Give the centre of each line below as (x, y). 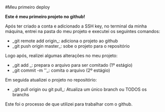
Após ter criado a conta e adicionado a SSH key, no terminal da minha (76, 26)
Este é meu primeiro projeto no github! (45, 16)
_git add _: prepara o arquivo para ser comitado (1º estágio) (72, 65)
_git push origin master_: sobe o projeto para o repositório (71, 46)
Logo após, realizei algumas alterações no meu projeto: (61, 56)
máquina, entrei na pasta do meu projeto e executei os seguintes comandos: (82, 31)
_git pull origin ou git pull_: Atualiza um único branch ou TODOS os (79, 89)
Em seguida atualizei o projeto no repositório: (51, 80)
